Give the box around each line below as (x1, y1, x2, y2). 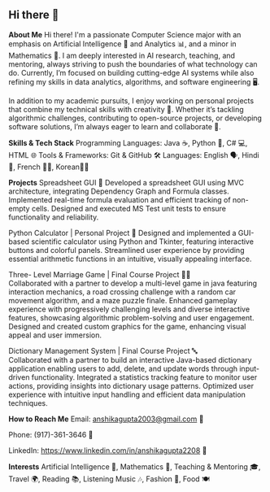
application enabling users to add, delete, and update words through (8, 364, 238, 373)
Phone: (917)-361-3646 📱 (8, 429, 94, 439)
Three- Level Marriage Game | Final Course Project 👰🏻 (8, 269, 191, 279)
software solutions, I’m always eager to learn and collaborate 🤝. (8, 121, 221, 131)
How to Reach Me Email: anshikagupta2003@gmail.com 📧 (8, 414, 204, 424)
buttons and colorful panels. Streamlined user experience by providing (8, 245, 245, 255)
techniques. (8, 398, 48, 407)
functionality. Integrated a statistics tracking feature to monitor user (31, 372, 258, 382)
